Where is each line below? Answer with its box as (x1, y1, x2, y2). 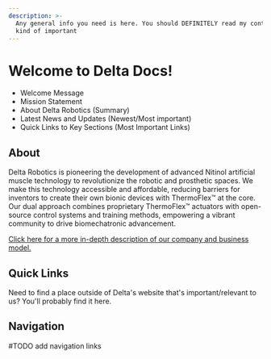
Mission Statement (19, 97, 82, 106)
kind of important (15, 27, 78, 35)
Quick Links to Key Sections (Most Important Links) (19, 123, 191, 132)
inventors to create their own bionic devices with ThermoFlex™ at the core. (8, 193, 256, 202)
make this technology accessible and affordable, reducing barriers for (8, 185, 240, 194)
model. (8, 243, 31, 253)
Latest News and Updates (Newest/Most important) (19, 114, 192, 123)
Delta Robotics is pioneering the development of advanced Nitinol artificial (8, 167, 256, 177)
